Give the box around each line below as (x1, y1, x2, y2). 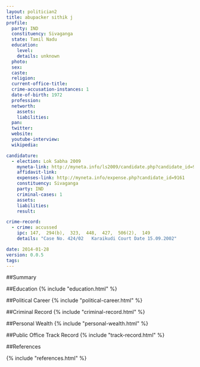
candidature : (6, 153, 39, 159)
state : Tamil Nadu (11, 36, 58, 42)
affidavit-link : (17, 169, 58, 175)
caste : (11, 70, 28, 76)
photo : (11, 58, 28, 64)
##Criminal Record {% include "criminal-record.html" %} (6, 309, 146, 316)
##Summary (6, 274, 37, 281)
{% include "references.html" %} (6, 354, 87, 362)
